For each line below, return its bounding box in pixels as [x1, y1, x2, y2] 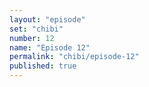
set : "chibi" [9, 24, 64, 34]
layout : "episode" [9, 14, 86, 25]
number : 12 [9, 33, 55, 43]
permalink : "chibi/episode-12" [9, 52, 140, 62]
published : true [9, 61, 77, 71]
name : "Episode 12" [9, 42, 91, 53]
